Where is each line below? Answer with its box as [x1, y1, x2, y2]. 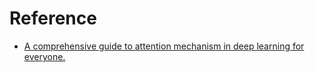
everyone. [23, 50, 66, 62]
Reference [9, 7, 97, 30]
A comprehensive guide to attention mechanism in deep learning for [23, 40, 305, 52]
